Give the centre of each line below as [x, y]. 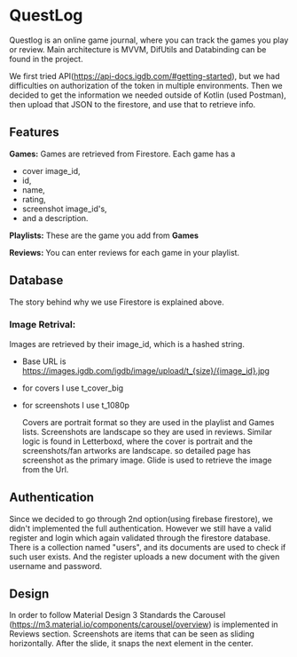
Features [34, 133]
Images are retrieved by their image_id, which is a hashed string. [127, 344]
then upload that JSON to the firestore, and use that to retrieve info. [133, 104]
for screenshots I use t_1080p [76, 405]
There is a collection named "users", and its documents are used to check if [148, 547]
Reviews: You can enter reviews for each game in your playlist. [125, 252]
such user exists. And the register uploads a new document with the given [145, 557]
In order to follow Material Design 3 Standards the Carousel [117, 615]
